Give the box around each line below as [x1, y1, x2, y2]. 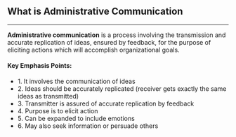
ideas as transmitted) [17, 92, 79, 101]
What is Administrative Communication [7, 6, 183, 17]
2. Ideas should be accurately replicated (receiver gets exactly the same [17, 85, 227, 93]
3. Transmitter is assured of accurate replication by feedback [17, 99, 195, 108]
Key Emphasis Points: [7, 62, 72, 70]
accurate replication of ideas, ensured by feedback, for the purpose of [7, 38, 211, 46]
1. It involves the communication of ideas [17, 77, 136, 86]
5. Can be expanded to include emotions [17, 115, 135, 123]
